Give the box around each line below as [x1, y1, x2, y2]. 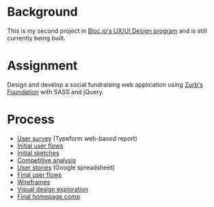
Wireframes [16, 178, 51, 186]
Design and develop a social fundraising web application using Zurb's [7, 80, 204, 89]
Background [7, 4, 78, 20]
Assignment [7, 58, 78, 74]
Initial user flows [16, 141, 64, 150]
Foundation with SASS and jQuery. [7, 87, 104, 96]
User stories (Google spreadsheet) [16, 163, 115, 171]
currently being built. [7, 33, 66, 42]
